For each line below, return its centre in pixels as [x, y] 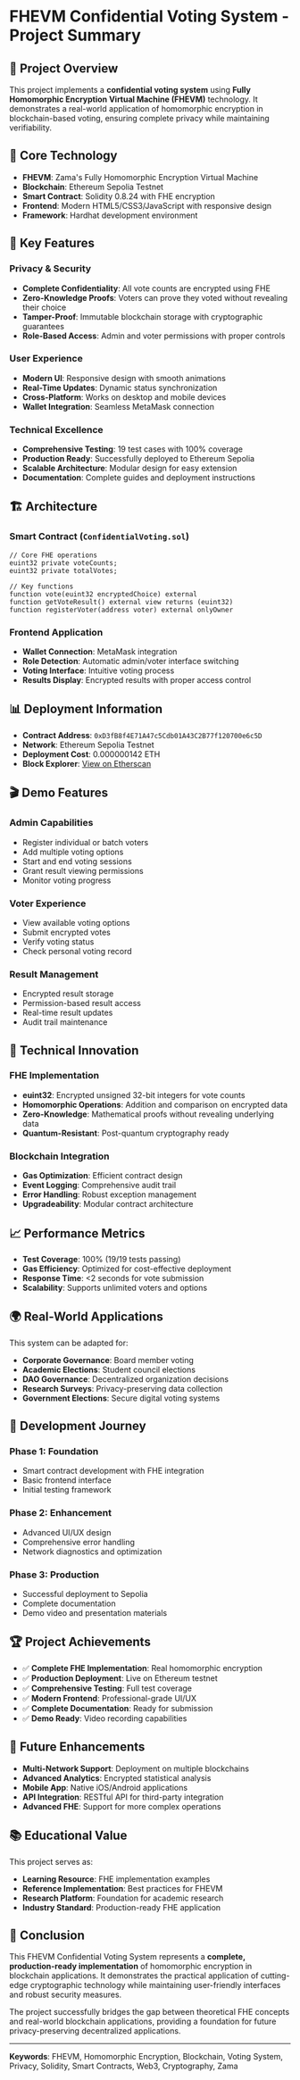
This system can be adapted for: [69, 1343]
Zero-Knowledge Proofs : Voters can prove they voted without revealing [155, 297]
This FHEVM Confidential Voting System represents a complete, [127, 1957]
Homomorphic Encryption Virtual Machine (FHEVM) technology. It [134, 99]
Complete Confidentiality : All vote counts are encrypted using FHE [146, 288]
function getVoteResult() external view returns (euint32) [121, 602]
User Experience [46, 359]
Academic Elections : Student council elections [109, 1369]
